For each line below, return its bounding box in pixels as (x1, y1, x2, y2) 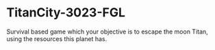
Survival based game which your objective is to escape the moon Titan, (6, 27, 208, 36)
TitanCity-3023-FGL (6, 5, 126, 21)
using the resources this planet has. (6, 34, 107, 42)
